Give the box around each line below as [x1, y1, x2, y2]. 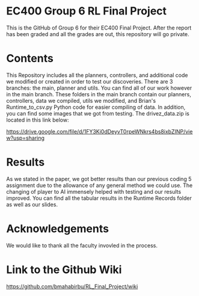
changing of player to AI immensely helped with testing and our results [6, 188, 182, 195]
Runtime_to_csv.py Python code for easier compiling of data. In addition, [6, 103, 186, 111]
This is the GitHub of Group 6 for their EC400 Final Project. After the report [6, 24, 192, 31]
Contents [6, 52, 54, 66]
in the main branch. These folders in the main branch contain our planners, [6, 90, 191, 97]
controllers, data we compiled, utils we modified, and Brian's [6, 97, 156, 104]
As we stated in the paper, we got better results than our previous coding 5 [6, 175, 192, 182]
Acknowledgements [6, 222, 109, 235]
